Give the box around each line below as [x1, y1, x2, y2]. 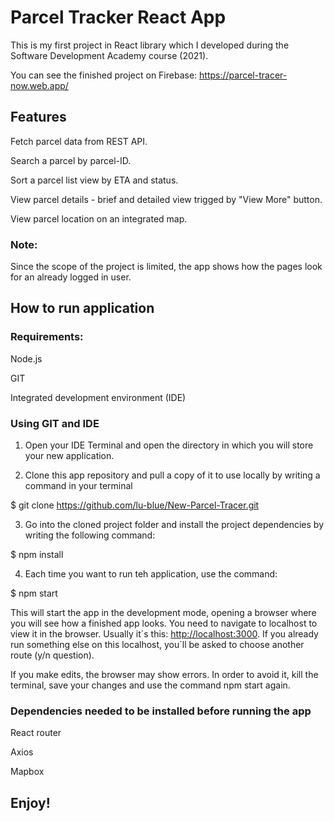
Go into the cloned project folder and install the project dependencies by [24, 519, 325, 531]
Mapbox [10, 766, 45, 778]
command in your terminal [24, 480, 133, 492]
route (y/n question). [10, 649, 95, 661]
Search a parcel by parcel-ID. [10, 154, 132, 166]
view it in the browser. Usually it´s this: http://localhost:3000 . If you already [10, 628, 319, 640]
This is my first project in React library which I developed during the [10, 39, 290, 51]
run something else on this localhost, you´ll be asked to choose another [10, 639, 305, 651]
